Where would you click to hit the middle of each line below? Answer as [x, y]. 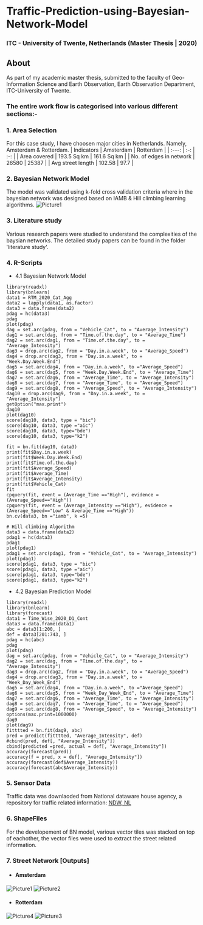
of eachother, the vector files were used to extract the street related [91, 838]
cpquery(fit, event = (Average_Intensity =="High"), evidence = [89, 506]
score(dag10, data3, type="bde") [49, 431]
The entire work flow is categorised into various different [92, 106]
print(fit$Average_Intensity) [45, 479]
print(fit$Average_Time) [38, 474]
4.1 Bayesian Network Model [50, 276]
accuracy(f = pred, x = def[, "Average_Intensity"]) [74, 757]
